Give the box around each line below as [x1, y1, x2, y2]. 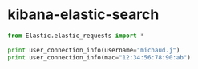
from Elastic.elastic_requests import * [7, 32, 145, 40]
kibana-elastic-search [7, 6, 160, 24]
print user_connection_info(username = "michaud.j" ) [7, 46, 180, 54]
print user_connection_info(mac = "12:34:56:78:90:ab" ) [7, 53, 192, 61]
